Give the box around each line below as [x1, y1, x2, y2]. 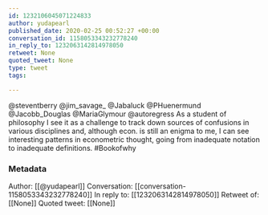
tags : [8, 71, 26, 79]
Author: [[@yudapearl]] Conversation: [8, 181, 134, 191]
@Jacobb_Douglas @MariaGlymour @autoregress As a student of [8, 109, 227, 119]
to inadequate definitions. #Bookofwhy [8, 143, 136, 152]
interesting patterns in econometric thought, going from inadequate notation [8, 134, 261, 144]
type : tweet [8, 64, 48, 72]
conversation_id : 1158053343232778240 [8, 34, 138, 43]
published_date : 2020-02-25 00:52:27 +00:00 [8, 26, 160, 34]
